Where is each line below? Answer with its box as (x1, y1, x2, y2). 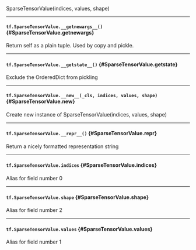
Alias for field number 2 (6, 207, 62, 214)
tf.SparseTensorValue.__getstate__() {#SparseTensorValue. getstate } (6, 61, 178, 68)
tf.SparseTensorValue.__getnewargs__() (6, 23, 103, 30)
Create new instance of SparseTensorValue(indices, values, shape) (6, 111, 167, 118)
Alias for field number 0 (6, 175, 63, 182)
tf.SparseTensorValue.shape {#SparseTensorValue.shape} (6, 193, 149, 201)
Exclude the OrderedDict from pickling (6, 74, 98, 81)
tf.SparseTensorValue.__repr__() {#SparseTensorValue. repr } (6, 130, 157, 137)
